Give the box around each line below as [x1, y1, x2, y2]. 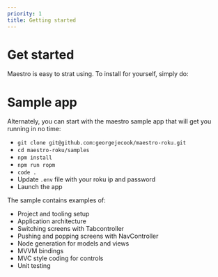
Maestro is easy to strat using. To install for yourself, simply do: [7, 70, 189, 78]
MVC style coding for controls [17, 254, 104, 262]
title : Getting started [7, 17, 77, 24]
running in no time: [7, 125, 61, 133]
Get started [7, 47, 75, 63]
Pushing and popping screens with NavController [17, 232, 159, 241]
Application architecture [17, 217, 87, 225]
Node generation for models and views [17, 239, 130, 248]
